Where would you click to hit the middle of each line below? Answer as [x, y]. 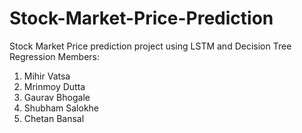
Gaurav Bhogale [57, 97]
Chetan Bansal [54, 118]
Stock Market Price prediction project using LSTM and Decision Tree [150, 46]
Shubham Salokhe [61, 108]
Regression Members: [55, 56]
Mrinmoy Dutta [54, 86]
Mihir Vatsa [47, 76]
